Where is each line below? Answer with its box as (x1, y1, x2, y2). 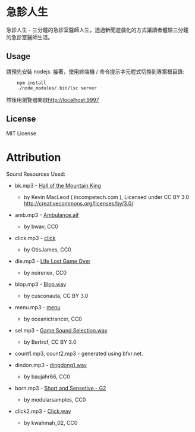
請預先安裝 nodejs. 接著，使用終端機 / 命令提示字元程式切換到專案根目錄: (6, 68, 185, 75)
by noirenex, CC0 (23, 269, 67, 276)
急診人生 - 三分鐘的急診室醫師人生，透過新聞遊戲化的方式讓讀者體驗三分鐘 (6, 26, 189, 33)
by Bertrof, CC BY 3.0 (23, 338, 77, 346)
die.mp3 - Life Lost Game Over (14, 257, 91, 265)
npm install (17, 80, 46, 86)
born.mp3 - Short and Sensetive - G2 (14, 384, 106, 391)
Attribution (6, 150, 61, 164)
